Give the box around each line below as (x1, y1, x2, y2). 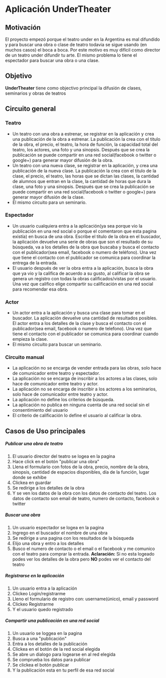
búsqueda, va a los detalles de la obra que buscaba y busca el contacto (12, 244, 160, 250)
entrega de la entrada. (12, 259, 58, 266)
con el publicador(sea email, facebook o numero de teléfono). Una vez (12, 249, 157, 255)
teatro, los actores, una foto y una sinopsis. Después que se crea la (12, 146, 150, 152)
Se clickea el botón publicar (12, 662, 69, 668)
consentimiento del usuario (12, 407, 68, 413)
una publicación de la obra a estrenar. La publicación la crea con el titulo (12, 136, 161, 142)
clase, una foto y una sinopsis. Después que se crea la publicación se (12, 184, 155, 189)
